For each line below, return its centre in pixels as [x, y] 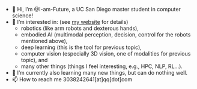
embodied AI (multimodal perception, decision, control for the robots [106, 35]
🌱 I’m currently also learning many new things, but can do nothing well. [100, 73]
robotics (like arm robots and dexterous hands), [80, 28]
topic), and [34, 60]
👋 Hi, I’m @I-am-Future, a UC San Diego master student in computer [96, 9]
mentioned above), [44, 41]
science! [23, 16]
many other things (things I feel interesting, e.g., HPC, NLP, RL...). [102, 66]
